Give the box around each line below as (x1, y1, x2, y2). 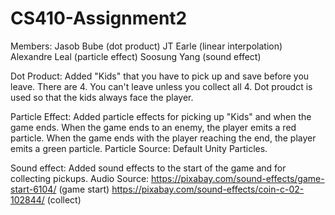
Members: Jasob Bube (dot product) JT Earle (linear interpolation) (10, 40, 283, 52)
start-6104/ (10, 183, 57, 195)
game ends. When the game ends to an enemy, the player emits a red (10, 121, 297, 133)
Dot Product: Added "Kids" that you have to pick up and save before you (10, 70, 310, 82)
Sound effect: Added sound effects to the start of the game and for (10, 162, 287, 174)
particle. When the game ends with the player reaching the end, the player (10, 132, 317, 144)
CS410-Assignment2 (10, 7, 188, 30)
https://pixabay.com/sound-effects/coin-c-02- (111, 183, 305, 195)
